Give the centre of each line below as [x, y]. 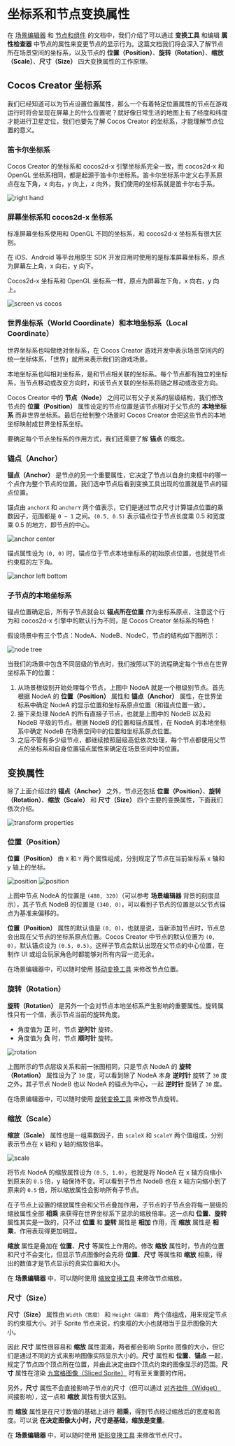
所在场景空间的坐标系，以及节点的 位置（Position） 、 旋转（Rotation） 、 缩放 [115, 52]
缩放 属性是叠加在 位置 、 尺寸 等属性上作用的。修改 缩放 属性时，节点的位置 [116, 1245]
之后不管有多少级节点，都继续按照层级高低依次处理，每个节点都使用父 [119, 740]
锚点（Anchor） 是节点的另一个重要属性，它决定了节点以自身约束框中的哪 [114, 475]
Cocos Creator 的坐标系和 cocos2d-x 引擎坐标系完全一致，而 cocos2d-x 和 [116, 166]
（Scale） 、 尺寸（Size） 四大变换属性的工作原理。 [79, 61]
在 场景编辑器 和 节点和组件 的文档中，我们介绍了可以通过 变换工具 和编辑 [114, 35]
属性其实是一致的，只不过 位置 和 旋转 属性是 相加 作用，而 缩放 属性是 [109, 1222]
